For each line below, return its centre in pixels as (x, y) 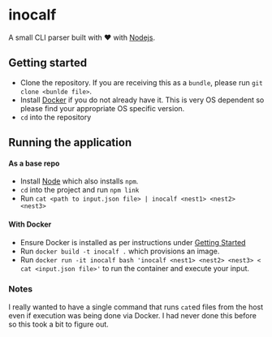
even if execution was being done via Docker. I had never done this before (133, 315)
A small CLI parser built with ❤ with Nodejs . (82, 37)
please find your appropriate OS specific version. (102, 108)
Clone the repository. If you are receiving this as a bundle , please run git (141, 82)
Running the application (70, 143)
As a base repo (34, 163)
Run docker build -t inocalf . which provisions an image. (120, 251)
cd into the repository (56, 117)
